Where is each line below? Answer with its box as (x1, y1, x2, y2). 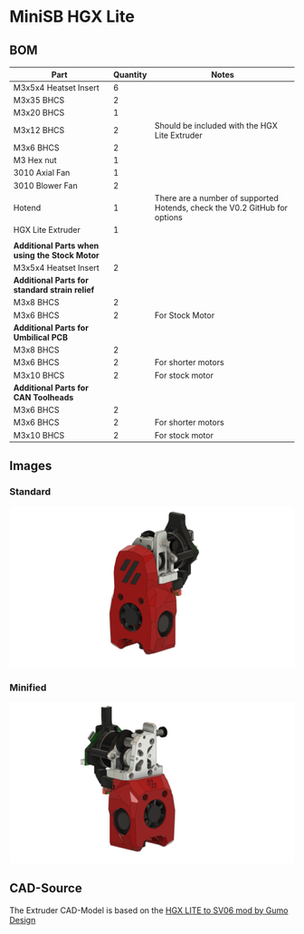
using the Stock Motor (13, 249, 100, 260)
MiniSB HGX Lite (9, 6, 136, 27)
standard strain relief (13, 284, 95, 295)
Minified (9, 681, 47, 694)
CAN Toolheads (13, 391, 74, 402)
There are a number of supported (154, 192, 279, 203)
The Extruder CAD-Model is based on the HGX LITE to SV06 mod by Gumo (9, 904, 289, 916)
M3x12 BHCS (13, 125, 65, 135)
